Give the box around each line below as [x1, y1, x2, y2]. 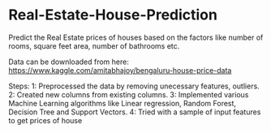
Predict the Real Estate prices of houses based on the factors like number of [8, 32, 264, 42]
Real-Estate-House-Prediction [8, 6, 217, 24]
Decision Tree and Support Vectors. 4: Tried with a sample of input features [8, 107, 261, 117]
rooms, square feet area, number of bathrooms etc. [8, 41, 180, 50]
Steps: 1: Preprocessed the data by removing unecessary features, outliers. [8, 81, 260, 91]
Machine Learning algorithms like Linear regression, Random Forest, [8, 98, 237, 108]
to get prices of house [8, 115, 83, 125]
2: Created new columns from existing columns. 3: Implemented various [8, 89, 249, 99]
